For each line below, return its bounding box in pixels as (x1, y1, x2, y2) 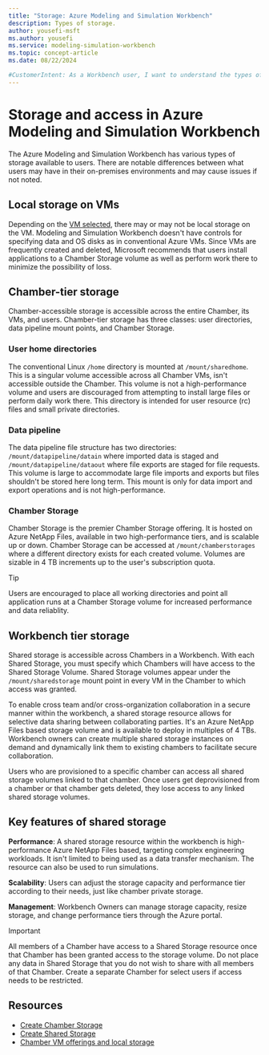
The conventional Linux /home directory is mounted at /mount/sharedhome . (8, 362, 249, 371)
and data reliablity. (8, 606, 70, 615)
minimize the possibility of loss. (8, 262, 112, 271)
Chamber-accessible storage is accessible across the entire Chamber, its (8, 306, 250, 316)
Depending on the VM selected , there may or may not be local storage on (8, 219, 251, 229)
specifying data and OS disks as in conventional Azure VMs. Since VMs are (8, 236, 257, 245)
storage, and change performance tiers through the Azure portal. (8, 910, 223, 919)
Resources (8, 999, 63, 1012)
